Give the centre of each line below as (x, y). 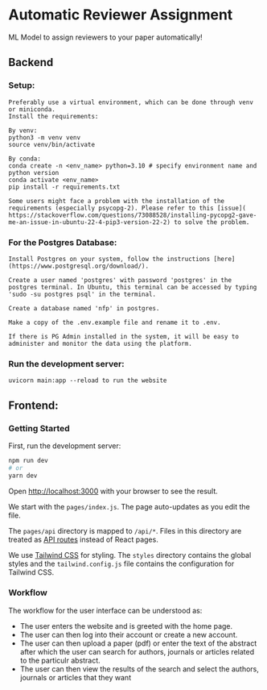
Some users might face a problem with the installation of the (117, 201)
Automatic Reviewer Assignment (121, 15)
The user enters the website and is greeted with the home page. (126, 626)
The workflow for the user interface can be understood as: (105, 610)
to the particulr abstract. (60, 660)
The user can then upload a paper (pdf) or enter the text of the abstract (138, 643)
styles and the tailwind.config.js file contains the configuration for (121, 563)
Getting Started (39, 428)
